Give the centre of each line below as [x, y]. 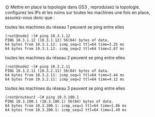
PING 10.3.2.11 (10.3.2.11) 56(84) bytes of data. [57, 71]
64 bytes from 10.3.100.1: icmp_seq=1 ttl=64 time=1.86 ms [66, 106]
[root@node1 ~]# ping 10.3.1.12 [38, 36]
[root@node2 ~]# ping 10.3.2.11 [38, 67]
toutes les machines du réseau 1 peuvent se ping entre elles [65, 27]
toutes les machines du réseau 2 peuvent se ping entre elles [65, 58]
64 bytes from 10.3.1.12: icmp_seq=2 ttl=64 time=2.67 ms [65, 49]
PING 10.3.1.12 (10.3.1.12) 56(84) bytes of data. [57, 40]
